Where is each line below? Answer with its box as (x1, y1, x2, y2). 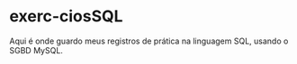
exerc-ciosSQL (9, 6, 123, 27)
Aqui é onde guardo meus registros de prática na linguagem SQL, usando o (9, 36, 289, 46)
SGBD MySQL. (9, 44, 63, 55)
